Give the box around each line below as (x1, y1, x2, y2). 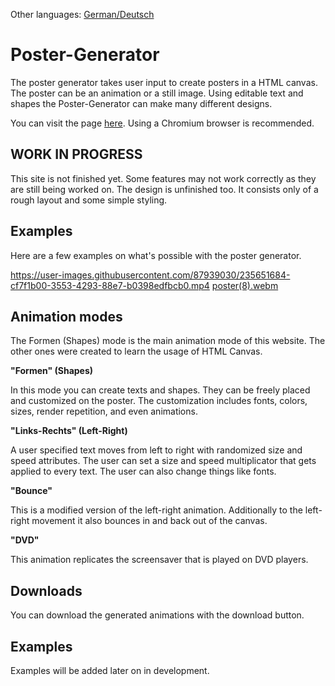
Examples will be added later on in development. (10, 665, 210, 676)
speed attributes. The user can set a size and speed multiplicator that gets (10, 455, 317, 467)
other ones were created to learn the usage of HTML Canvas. (10, 345, 263, 358)
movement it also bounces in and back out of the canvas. (31, 515, 268, 527)
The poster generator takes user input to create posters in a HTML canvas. (10, 76, 318, 88)
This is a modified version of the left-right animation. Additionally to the (10, 504, 303, 516)
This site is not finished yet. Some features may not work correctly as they (10, 172, 317, 184)
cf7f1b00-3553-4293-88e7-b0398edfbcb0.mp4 (10, 279, 210, 291)
